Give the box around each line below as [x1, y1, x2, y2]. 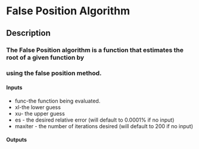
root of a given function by [6, 53, 85, 61]
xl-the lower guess [14, 103, 61, 111]
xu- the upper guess [14, 110, 66, 117]
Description [6, 28, 51, 38]
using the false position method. [6, 69, 102, 77]
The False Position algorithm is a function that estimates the [6, 46, 184, 54]
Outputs [6, 136, 27, 144]
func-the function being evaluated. [14, 97, 101, 104]
